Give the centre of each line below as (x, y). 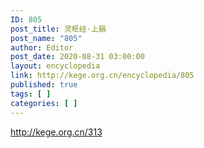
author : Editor (42, 47)
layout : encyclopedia (55, 66)
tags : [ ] (31, 94)
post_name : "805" (46, 38)
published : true (44, 85)
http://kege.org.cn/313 (56, 132)
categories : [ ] (44, 103)
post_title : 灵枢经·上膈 (58, 29)
